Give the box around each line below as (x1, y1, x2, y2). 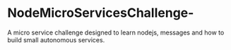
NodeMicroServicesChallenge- (7, 5, 194, 21)
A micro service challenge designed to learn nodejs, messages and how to (7, 28, 225, 37)
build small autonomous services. (7, 35, 105, 44)
